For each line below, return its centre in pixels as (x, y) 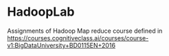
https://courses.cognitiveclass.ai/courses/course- (78, 38)
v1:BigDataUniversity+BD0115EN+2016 (61, 45)
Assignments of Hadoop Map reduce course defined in (85, 31)
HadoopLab (41, 12)
